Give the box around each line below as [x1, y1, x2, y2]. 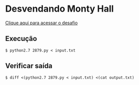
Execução [5, 34, 37, 43]
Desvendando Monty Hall [5, 3, 114, 15]
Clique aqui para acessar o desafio [5, 20, 78, 26]
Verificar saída [5, 62, 53, 70]
